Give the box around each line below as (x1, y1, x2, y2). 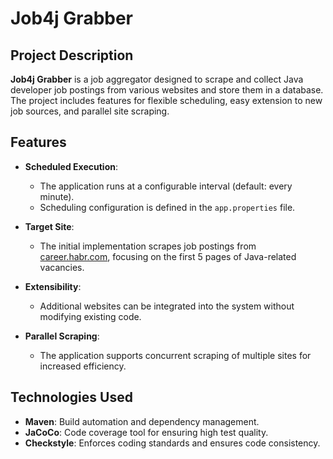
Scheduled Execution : (24, 160, 118, 172)
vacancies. (39, 261, 85, 273)
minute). (39, 190, 75, 202)
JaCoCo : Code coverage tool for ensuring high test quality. (24, 426, 269, 438)
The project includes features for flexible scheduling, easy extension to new (10, 95, 323, 106)
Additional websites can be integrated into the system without (39, 300, 295, 312)
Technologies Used (10, 389, 133, 406)
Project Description (10, 47, 134, 64)
